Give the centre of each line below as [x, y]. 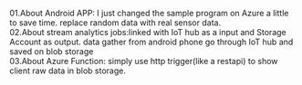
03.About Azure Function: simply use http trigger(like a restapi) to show [144, 61]
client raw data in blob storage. [68, 71]
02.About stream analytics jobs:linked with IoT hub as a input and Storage [148, 32]
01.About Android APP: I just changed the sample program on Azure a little [149, 13]
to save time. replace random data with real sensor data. [115, 23]
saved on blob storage [52, 52]
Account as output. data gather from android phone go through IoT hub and [151, 42]
